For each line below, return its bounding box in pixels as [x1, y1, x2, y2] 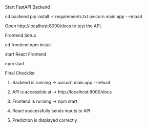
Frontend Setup [5, 33, 37, 38]
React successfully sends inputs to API [12, 108, 91, 113]
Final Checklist [5, 70, 35, 76]
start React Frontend [5, 51, 46, 57]
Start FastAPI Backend [5, 4, 50, 10]
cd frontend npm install [5, 42, 52, 48]
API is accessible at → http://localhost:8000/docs [12, 89, 112, 94]
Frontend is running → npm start [12, 98, 78, 104]
